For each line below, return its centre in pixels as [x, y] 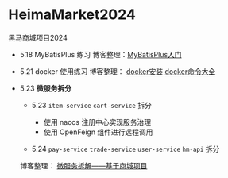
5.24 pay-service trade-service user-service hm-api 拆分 [126, 149]
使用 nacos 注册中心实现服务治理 [97, 122]
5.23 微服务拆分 [45, 88]
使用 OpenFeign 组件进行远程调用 [98, 132]
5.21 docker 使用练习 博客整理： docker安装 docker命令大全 [118, 71]
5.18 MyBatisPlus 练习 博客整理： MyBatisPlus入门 [100, 54]
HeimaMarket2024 [72, 15]
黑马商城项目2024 [38, 37]
